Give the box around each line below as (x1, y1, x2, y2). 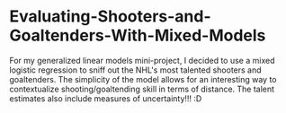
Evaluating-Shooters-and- (9, 6, 211, 27)
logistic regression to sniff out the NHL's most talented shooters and (9, 65, 263, 75)
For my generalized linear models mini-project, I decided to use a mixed (9, 55, 275, 65)
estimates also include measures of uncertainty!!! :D (9, 92, 202, 104)
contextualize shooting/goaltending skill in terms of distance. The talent (9, 83, 275, 94)
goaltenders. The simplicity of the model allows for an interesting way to (9, 74, 277, 84)
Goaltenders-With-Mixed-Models (9, 25, 266, 46)
